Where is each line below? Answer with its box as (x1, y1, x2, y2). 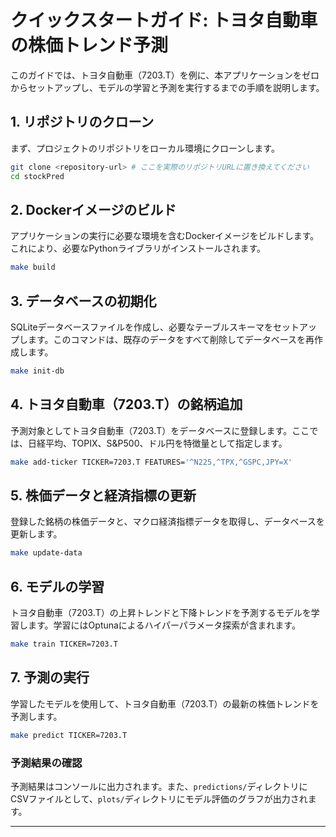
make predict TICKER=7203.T (10, 730, 128, 740)
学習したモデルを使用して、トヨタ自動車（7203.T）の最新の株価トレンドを (10, 697, 320, 710)
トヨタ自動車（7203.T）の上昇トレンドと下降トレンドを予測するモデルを (10, 607, 312, 619)
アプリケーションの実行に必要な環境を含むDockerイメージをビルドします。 (10, 230, 320, 242)
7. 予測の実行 (10, 669, 90, 686)
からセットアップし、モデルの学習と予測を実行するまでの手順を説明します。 (10, 81, 325, 93)
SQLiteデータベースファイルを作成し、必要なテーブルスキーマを (10, 321, 274, 333)
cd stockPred (10, 171, 65, 181)
